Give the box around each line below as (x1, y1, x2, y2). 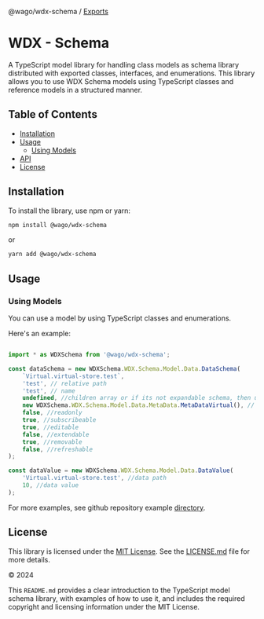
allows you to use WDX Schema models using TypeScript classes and (8, 76, 234, 86)
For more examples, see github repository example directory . (8, 503, 206, 512)
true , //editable (22, 423, 79, 431)
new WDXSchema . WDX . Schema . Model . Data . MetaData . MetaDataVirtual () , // (22, 401, 255, 409)
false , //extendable (22, 430, 90, 438)
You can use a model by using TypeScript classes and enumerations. (8, 313, 232, 323)
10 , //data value (22, 482, 79, 489)
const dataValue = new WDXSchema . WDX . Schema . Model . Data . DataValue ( (8, 467, 234, 474)
